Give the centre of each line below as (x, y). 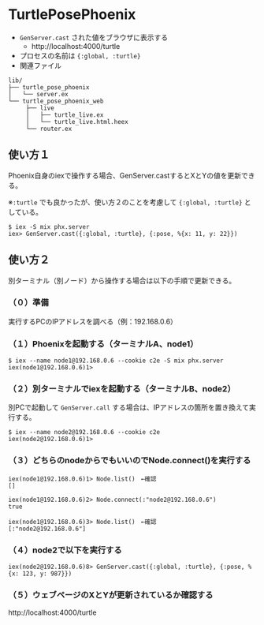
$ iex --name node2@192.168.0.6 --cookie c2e (84, 432)
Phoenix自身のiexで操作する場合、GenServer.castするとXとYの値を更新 (125, 175)
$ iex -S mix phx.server (49, 226)
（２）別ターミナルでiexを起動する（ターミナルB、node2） (122, 389)
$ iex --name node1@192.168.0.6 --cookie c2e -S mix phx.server (116, 361)
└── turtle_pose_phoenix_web (56, 101)
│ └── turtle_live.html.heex (77, 122)
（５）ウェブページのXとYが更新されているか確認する (111, 595)
